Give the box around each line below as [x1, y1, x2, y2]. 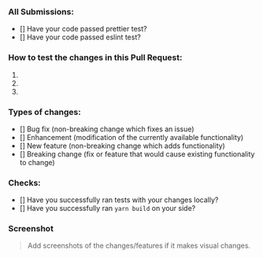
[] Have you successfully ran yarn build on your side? [19, 204, 196, 213]
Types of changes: [8, 106, 81, 117]
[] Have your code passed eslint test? [19, 32, 142, 42]
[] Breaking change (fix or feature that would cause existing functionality [19, 149, 255, 159]
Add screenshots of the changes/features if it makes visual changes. [27, 241, 250, 250]
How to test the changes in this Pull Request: [8, 52, 183, 63]
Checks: [8, 177, 41, 188]
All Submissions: [8, 6, 75, 17]
